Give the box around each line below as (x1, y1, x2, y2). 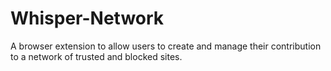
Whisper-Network (10, 7, 165, 30)
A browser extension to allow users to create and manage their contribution (10, 40, 322, 52)
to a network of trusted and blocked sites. (10, 50, 183, 62)
